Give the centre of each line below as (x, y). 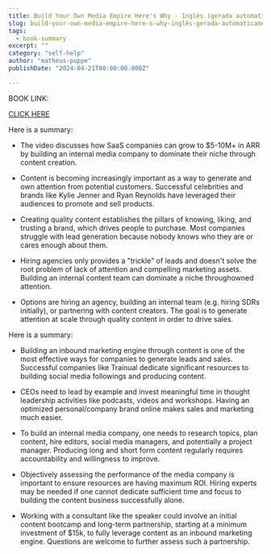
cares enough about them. (64, 245)
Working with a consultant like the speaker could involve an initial (128, 515)
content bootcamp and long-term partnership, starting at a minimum (133, 524)
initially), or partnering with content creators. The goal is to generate (133, 310)
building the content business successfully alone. (102, 500)
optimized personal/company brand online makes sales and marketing (137, 409)
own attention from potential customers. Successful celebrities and (131, 186)
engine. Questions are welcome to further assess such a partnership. (135, 541)
